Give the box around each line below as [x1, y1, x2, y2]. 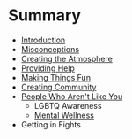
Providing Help [20, 63, 76, 73]
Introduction [20, 35, 66, 45]
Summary [8, 5, 81, 26]
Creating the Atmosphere [20, 53, 114, 64]
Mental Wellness [33, 110, 94, 120]
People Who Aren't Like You [20, 90, 123, 102]
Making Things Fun [20, 72, 92, 82]
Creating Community [20, 81, 97, 92]
